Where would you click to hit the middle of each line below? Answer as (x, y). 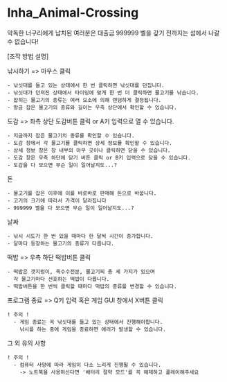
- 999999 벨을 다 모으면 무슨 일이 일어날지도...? (71, 208)
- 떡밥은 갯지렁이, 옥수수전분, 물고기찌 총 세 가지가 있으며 (81, 272)
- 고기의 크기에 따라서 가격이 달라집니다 (57, 200)
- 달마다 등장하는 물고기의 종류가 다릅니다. (61, 243)
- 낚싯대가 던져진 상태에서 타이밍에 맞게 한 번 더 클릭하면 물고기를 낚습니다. (103, 93)
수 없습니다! (23, 41)
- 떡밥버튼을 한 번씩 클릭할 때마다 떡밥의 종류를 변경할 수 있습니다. (92, 286)
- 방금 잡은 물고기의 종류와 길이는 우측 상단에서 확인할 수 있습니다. (92, 107)
